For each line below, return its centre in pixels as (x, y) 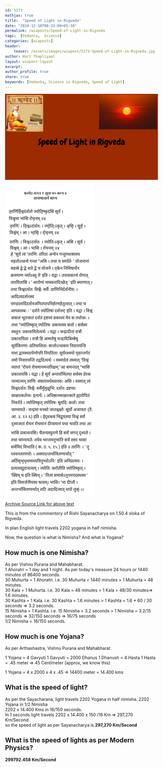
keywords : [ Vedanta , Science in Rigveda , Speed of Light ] (65, 82)
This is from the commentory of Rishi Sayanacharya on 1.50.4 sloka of (75, 513)
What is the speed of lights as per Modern (70, 741)
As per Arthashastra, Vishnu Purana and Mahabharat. (58, 648)
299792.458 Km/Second (31, 759)
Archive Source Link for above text (40, 504)
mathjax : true (19, 15)
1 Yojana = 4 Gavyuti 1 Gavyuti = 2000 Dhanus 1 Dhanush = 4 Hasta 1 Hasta (81, 658)
